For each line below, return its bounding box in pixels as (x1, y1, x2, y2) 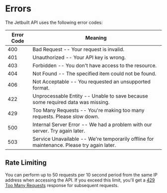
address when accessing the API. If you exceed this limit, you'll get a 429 (5, 177, 155, 183)
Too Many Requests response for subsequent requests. (5, 182, 119, 188)
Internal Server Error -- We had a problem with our (32, 121, 153, 128)
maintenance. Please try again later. (32, 141, 116, 148)
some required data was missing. (32, 98, 110, 105)
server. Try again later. (32, 127, 85, 134)
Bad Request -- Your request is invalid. (32, 46, 125, 53)
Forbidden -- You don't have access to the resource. (32, 62, 157, 69)
